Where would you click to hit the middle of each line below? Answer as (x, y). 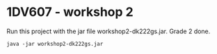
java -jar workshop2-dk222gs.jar (55, 44)
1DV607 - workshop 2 (70, 12)
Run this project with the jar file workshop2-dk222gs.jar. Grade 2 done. (108, 31)
